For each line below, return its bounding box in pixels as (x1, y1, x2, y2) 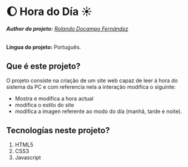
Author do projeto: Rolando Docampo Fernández (6, 25, 129, 32)
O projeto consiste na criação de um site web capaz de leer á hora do (6, 77, 178, 84)
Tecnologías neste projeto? (6, 125, 110, 135)
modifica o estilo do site (14, 102, 74, 109)
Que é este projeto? (6, 61, 81, 71)
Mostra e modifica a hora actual (14, 95, 94, 102)
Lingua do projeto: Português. (6, 44, 81, 51)
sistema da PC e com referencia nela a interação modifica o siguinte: (6, 83, 176, 91)
